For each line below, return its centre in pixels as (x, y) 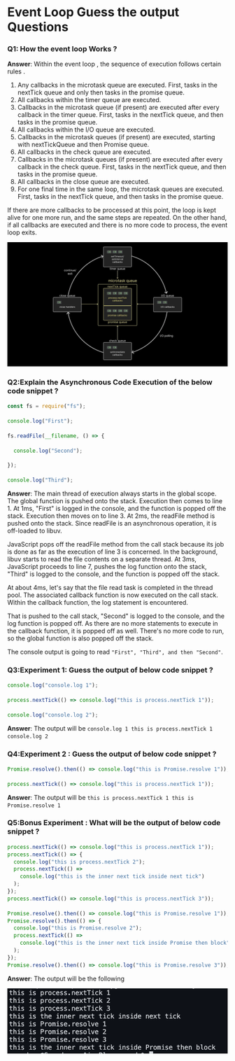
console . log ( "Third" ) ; (40, 480)
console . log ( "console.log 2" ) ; (53, 715)
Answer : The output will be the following (66, 978)
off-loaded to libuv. (35, 530)
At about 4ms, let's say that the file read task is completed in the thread (110, 587)
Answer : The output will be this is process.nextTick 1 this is (101, 797)
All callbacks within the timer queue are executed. (89, 100)
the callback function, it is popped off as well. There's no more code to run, (116, 631)
